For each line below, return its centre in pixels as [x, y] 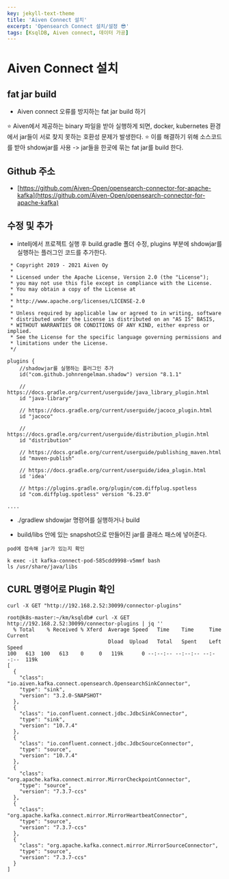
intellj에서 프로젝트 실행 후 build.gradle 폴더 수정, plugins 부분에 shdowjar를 [119, 243]
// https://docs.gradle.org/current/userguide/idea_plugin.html [113, 470]
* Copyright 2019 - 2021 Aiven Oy [59, 265]
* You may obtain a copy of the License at [73, 289]
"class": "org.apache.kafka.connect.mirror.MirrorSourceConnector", [119, 845]
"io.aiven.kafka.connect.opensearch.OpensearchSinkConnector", [99, 683]
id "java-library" [45, 398]
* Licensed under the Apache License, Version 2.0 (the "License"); [110, 277]
